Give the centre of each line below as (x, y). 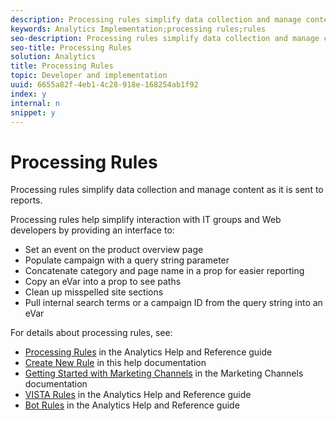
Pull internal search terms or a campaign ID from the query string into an (173, 303)
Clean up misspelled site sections (94, 292)
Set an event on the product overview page (114, 250)
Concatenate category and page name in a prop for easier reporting (164, 271)
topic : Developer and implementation (89, 76)
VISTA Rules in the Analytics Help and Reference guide (138, 395)
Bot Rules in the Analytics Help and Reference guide (132, 405)
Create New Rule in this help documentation (115, 363)
